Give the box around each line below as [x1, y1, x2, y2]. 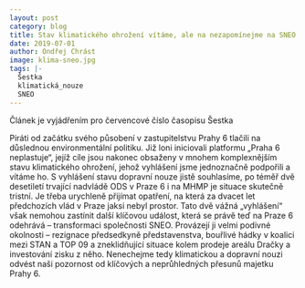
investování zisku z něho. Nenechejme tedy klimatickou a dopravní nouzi [9, 248, 283, 260]
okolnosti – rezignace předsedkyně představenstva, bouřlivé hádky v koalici [9, 229, 295, 240]
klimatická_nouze [17, 81, 84, 90]
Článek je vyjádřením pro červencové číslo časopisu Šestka [9, 115, 234, 126]
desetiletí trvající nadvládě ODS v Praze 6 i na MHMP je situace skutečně [9, 180, 284, 191]
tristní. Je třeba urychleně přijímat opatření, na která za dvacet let [9, 190, 256, 201]
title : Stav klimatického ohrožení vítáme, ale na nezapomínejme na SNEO [9, 30, 297, 39]
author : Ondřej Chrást [9, 47, 96, 57]
